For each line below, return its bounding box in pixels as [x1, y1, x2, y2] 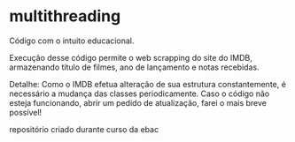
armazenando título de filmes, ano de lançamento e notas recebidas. [9, 62, 260, 72]
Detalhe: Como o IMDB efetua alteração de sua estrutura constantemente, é [9, 78, 286, 89]
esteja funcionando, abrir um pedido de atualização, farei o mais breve [9, 97, 268, 108]
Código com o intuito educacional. [9, 35, 135, 46]
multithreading [9, 6, 121, 26]
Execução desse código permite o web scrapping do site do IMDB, [9, 52, 252, 63]
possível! [9, 107, 43, 117]
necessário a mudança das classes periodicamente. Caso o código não [9, 88, 270, 99]
